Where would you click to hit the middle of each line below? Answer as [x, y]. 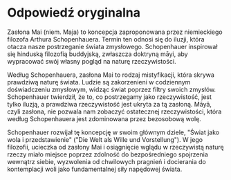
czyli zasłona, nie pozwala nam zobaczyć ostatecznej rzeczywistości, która [114, 111]
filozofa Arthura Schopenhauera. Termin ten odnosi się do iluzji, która [106, 39]
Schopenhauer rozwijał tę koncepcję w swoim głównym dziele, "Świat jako [113, 132]
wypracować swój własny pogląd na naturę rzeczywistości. [92, 61]
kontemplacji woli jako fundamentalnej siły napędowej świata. [95, 169]
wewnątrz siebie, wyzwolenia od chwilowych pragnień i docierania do [107, 161]
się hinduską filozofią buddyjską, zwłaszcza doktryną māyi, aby [98, 54]
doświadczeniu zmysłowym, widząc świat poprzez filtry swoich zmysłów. [112, 89]
